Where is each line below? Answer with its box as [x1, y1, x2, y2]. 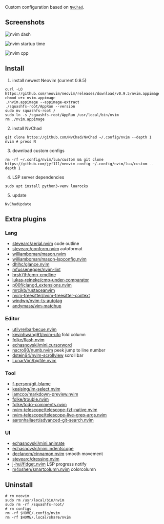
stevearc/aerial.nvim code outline [12, 240, 80, 246]
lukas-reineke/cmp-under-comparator [12, 277, 89, 283]
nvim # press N [5, 139, 36, 144]
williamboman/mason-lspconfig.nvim [12, 256, 87, 262]
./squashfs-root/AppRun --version [5, 104, 76, 109]
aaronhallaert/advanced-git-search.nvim [12, 417, 94, 423]
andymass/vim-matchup [12, 303, 62, 309]
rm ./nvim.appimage [5, 117, 45, 122]
